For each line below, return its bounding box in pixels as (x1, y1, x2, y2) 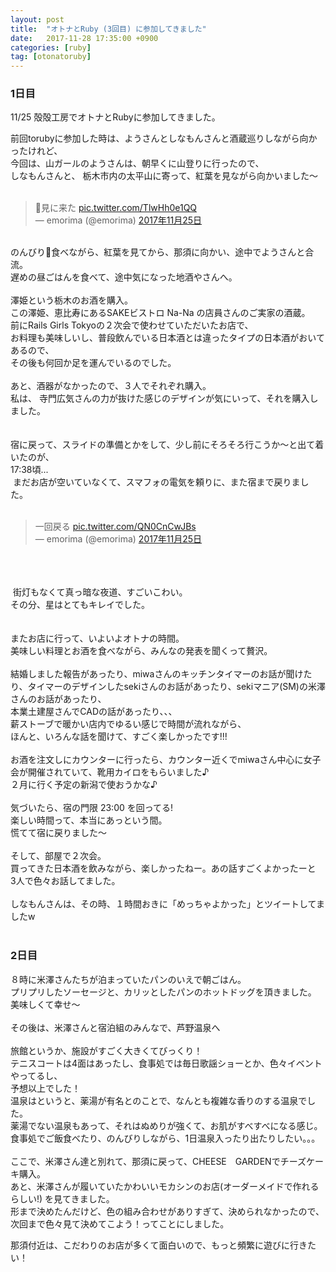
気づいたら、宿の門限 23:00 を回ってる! (10, 802, 174, 814)
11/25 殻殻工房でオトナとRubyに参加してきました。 (10, 111, 221, 123)
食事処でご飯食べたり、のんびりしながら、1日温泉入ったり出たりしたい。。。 (10, 1132, 321, 1144)
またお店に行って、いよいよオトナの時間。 (10, 632, 185, 645)
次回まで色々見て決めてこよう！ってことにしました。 (10, 1217, 230, 1230)
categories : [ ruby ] (10, 42, 92, 53)
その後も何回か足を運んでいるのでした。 (10, 357, 177, 369)
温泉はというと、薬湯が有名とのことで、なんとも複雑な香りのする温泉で (10, 1094, 308, 1106)
